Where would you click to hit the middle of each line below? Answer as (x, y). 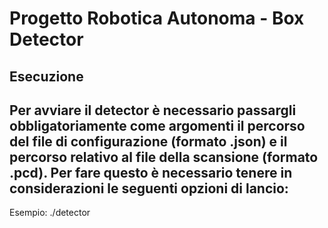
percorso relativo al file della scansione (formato (164, 157)
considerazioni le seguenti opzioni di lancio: (149, 188)
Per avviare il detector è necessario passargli (153, 110)
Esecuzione (46, 76)
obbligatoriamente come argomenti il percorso (157, 125)
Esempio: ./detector (50, 213)
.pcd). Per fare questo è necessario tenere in (151, 172)
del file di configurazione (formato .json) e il (148, 141)
